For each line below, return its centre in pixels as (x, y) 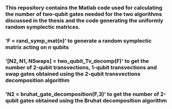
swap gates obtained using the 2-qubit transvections (73, 74)
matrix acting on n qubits (37, 47)
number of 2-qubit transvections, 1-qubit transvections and (81, 67)
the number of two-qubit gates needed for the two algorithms (84, 14)
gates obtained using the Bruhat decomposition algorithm (93, 100)
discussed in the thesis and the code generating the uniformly (84, 21)
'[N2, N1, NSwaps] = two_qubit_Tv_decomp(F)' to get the (77, 61)
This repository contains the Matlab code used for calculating (84, 8)
